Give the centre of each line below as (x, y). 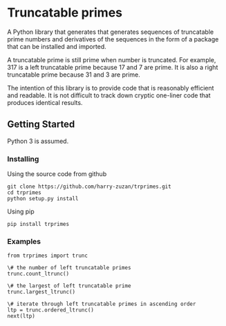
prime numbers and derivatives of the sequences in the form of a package (113, 39)
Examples (24, 241)
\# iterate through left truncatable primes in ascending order (102, 304)
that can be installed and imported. (57, 46)
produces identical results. (45, 102)
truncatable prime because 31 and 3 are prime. (74, 75)
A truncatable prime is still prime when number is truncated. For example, (112, 59)
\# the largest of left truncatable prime (69, 286)
